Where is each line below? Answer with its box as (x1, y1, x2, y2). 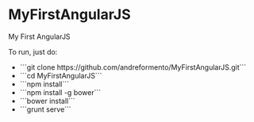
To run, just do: (8, 47, 58, 56)
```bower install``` (19, 96, 75, 105)
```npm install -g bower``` (19, 87, 102, 97)
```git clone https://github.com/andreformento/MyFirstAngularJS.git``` (19, 62, 247, 72)
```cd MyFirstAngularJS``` (19, 71, 102, 80)
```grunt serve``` (19, 105, 71, 114)
